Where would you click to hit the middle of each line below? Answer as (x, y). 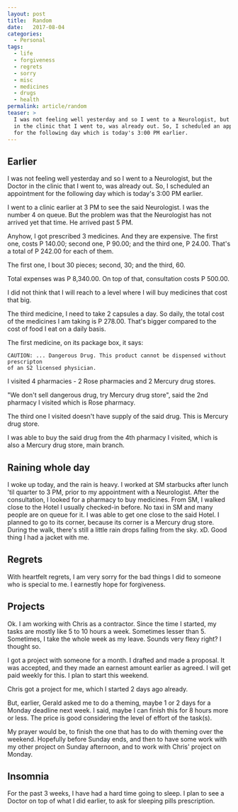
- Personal (30, 40)
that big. (19, 300)
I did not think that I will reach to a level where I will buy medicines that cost (118, 292)
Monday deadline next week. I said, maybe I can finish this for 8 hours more (118, 710)
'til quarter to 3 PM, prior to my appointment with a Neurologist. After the (113, 492)
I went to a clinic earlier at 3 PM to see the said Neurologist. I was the (108, 207)
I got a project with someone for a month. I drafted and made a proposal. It (116, 660)
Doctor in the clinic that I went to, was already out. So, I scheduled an (109, 186)
